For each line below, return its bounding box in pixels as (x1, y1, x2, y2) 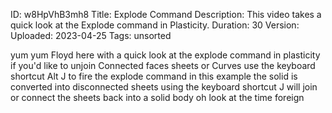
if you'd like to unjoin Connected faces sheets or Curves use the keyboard (10, 60, 316, 71)
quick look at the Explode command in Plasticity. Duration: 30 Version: (10, 19, 300, 31)
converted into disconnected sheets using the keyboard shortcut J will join (10, 81, 318, 93)
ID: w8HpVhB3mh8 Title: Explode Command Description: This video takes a (10, 9, 322, 20)
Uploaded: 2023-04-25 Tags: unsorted (10, 30, 172, 41)
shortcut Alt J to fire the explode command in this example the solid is (10, 70, 298, 82)
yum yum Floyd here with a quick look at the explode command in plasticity (10, 49, 321, 61)
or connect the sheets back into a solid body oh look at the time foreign (10, 92, 305, 103)
